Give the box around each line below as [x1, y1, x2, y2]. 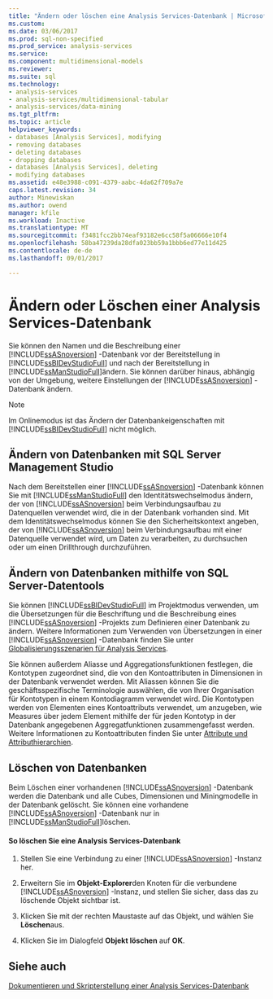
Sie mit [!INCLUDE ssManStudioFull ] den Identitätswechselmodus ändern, [8, 490, 253, 501]
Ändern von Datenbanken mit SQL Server [8, 447, 222, 461]
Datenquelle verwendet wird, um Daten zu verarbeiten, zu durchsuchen [8, 534, 248, 544]
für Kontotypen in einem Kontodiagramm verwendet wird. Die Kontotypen [8, 694, 254, 704]
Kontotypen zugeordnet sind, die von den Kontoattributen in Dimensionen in [8, 668, 262, 678]
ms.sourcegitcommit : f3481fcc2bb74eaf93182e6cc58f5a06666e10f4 [8, 231, 227, 240]
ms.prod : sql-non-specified [8, 34, 104, 43]
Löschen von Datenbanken [8, 760, 148, 774]
